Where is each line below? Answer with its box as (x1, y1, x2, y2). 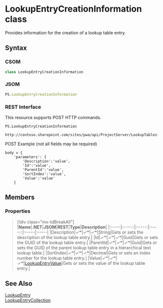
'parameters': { (14, 154, 47, 159)
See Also (5, 279, 33, 288)
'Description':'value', (22, 159, 70, 164)
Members (5, 193, 35, 202)
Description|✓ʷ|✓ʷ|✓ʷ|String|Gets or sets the (50, 229, 144, 235)
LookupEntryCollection (5, 297, 51, 303)
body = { (5, 150, 23, 155)
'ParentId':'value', (22, 167, 64, 172)
